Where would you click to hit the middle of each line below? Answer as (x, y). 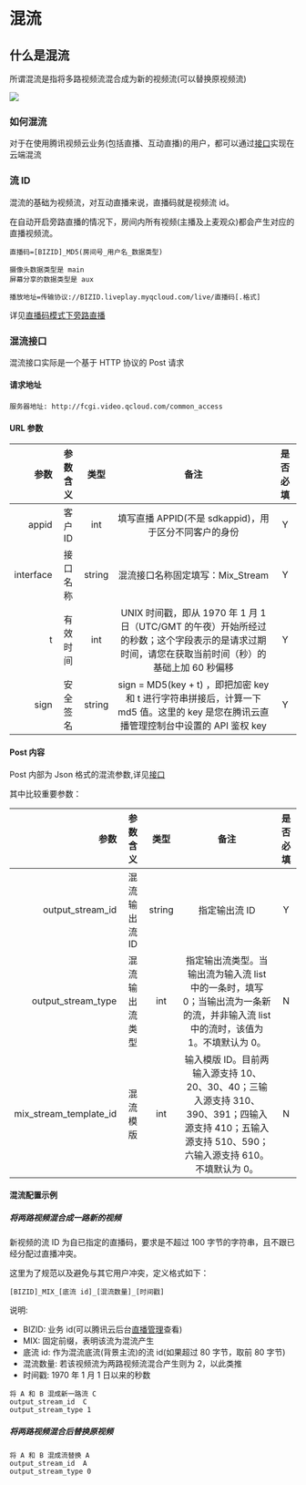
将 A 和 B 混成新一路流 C (53, 1394)
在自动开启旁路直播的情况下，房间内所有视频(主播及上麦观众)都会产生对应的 (152, 222)
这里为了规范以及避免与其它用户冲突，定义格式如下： (109, 1274)
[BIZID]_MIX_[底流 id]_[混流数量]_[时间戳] (87, 1292)
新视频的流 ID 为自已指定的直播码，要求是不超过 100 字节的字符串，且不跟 (148, 1243)
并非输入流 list (240, 1015)
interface (33, 575)
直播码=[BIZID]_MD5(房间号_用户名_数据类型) (87, 252)
